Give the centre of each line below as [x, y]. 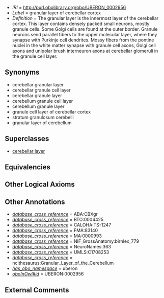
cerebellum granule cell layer [43, 101]
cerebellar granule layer [37, 95]
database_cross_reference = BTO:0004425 [58, 220]
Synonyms [22, 72]
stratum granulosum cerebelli [43, 117]
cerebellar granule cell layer [41, 90]
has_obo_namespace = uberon [45, 268]
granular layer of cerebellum [42, 123]
